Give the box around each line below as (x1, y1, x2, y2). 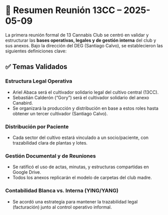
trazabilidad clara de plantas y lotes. (12, 139, 88, 146)
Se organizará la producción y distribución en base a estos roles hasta (12, 105, 158, 111)
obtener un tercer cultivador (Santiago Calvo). (12, 110, 108, 116)
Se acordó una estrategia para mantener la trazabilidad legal (12, 198, 138, 204)
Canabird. (12, 100, 33, 106)
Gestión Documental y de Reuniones (5, 152, 96, 159)
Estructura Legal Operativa (5, 78, 72, 85)
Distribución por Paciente (5, 123, 69, 130)
